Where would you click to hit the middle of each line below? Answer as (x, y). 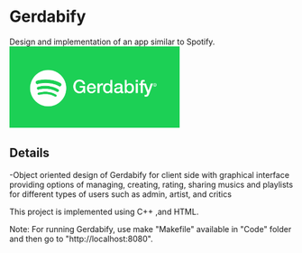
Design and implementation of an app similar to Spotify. (112, 42)
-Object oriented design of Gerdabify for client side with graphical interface (150, 174)
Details (29, 153)
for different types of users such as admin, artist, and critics (121, 194)
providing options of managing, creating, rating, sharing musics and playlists (151, 184)
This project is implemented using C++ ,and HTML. (104, 211)
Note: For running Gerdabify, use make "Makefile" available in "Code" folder (151, 229)
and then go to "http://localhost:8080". (81, 239)
